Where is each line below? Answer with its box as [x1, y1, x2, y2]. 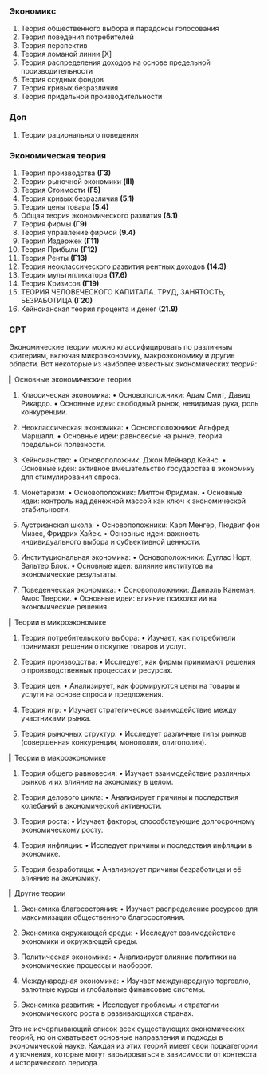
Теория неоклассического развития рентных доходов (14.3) [20, 262, 227, 271]
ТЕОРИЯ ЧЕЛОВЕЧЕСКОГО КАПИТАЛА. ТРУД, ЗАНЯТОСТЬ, [20, 286, 226, 297]
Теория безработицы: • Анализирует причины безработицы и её [20, 865, 242, 874]
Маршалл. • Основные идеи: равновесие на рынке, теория [20, 431, 223, 441]
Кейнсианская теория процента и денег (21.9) [20, 304, 179, 314]
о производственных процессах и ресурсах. [20, 665, 174, 675]
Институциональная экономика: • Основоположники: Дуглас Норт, [20, 553, 252, 562]
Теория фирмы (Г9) [20, 218, 88, 229]
